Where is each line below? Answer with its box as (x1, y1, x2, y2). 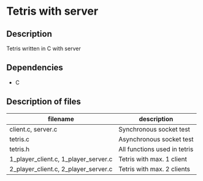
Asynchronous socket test (118, 135, 194, 143)
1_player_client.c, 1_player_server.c (9, 155, 113, 163)
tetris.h (9, 145, 29, 153)
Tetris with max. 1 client (118, 155, 187, 163)
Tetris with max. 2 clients (118, 164, 190, 173)
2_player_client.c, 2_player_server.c (9, 164, 113, 173)
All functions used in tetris (118, 145, 194, 153)
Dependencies (6, 62, 63, 73)
